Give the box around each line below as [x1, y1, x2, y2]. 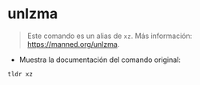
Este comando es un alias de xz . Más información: [26, 31, 193, 41]
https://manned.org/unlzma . [26, 39, 120, 48]
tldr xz [7, 70, 34, 78]
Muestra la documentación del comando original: [18, 55, 182, 64]
